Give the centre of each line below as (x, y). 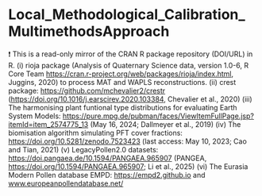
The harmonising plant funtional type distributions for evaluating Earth (123, 107)
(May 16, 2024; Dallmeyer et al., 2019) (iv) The (166, 124)
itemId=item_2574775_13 (48, 124)
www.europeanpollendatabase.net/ (66, 183)
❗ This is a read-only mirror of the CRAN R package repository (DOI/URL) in (131, 54)
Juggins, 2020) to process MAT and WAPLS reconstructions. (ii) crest (122, 82)
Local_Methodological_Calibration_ (127, 15)
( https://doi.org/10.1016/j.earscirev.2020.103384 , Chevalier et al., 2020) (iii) (130, 99)
